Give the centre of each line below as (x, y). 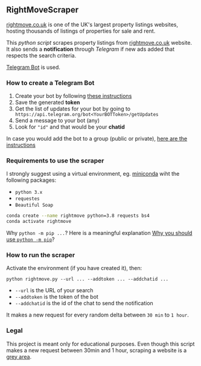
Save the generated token (47, 103)
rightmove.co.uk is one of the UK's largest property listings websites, (92, 24)
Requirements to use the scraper (55, 161)
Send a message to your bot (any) (57, 121)
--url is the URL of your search (54, 291)
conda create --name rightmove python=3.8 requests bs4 (78, 216)
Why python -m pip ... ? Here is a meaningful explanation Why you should (99, 233)
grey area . (19, 356)
